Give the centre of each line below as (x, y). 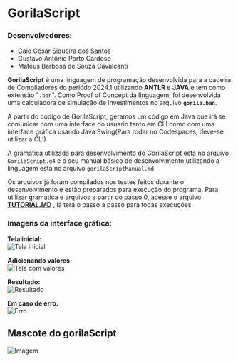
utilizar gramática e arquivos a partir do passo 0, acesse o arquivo (104, 197)
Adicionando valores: (40, 260)
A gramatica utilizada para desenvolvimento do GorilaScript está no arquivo (118, 153)
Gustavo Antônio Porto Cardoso (64, 59)
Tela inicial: (25, 239)
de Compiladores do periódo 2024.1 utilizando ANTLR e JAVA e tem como (117, 88)
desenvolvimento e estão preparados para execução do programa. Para (113, 190)
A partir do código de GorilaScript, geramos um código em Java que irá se (117, 116)
